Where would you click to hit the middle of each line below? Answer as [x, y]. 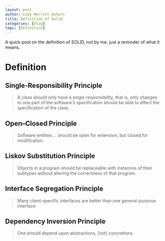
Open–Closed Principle [41, 123]
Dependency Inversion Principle [55, 221]
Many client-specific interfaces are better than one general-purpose [86, 201]
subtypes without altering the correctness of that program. [77, 173]
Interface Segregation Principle [54, 189]
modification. [31, 140]
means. [13, 47]
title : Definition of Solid [34, 19]
